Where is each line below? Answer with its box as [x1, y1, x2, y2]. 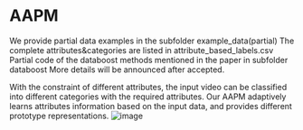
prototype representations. [9, 110, 109, 121]
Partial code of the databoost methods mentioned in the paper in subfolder [9, 54, 289, 65]
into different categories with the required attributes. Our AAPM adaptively [9, 91, 287, 102]
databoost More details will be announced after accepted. [9, 64, 225, 75]
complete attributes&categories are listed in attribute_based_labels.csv [9, 44, 274, 55]
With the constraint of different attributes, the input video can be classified [9, 81, 288, 92]
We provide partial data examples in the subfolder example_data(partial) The [9, 35, 295, 46]
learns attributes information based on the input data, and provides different [9, 100, 292, 111]
